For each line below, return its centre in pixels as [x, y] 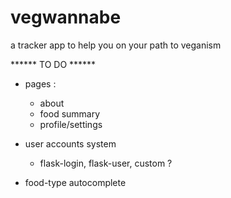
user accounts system [70, 143]
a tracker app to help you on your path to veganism [116, 45]
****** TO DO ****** [53, 64]
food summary [70, 113]
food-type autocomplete [75, 182]
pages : [40, 83]
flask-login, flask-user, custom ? [106, 163]
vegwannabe [66, 17]
